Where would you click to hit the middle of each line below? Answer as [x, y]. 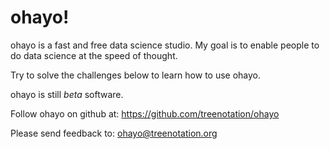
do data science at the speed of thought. [94, 55]
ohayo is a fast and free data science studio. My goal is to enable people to [165, 45]
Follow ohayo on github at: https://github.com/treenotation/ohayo [145, 113]
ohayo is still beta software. [67, 94]
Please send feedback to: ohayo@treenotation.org [114, 133]
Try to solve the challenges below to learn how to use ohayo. [136, 75]
